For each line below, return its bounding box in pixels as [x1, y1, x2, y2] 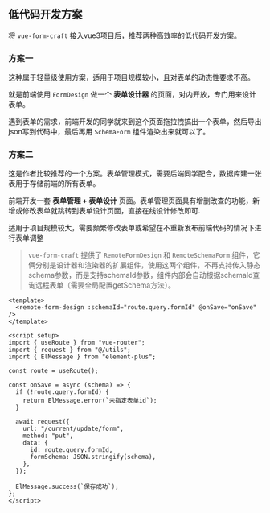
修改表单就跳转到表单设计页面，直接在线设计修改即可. [22, 206, 201, 216]
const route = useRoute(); [8, 367, 99, 375]
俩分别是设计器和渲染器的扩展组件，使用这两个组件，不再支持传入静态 [27, 260, 261, 270]
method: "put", [22, 432, 74, 441]
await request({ [15, 418, 70, 426]
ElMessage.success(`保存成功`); [15, 482, 119, 491]
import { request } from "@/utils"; [8, 345, 131, 354]
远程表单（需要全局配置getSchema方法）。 [35, 280, 175, 290]
